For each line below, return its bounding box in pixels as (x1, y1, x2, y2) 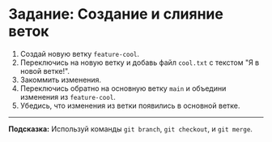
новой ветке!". (19, 66, 70, 75)
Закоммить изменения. (19, 75, 102, 84)
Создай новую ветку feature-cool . (19, 49, 140, 58)
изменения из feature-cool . (19, 92, 116, 101)
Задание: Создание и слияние (8, 5, 224, 24)
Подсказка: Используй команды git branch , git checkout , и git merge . (8, 123, 253, 134)
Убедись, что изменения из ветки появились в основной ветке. (19, 101, 240, 110)
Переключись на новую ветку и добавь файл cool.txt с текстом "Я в (19, 58, 260, 67)
